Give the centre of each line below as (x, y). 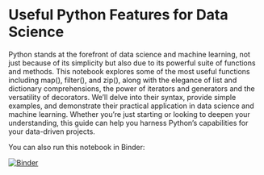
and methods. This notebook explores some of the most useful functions (129, 71)
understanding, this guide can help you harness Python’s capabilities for (128, 123)
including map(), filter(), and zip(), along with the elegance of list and (123, 80)
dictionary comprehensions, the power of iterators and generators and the (132, 88)
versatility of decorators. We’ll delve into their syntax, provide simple (122, 97)
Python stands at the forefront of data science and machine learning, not (129, 54)
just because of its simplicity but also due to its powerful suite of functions (132, 63)
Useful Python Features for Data (118, 15)
